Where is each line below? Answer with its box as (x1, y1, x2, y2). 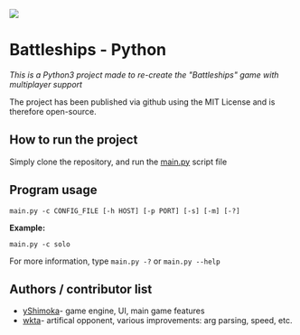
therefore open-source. (9, 106, 97, 116)
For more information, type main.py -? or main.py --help (9, 256, 220, 266)
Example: (9, 222, 46, 233)
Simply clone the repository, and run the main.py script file (9, 156, 228, 167)
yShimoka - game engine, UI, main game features (22, 305, 205, 316)
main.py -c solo (9, 239, 70, 248)
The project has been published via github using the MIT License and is (9, 96, 276, 107)
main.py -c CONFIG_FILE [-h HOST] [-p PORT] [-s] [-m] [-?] (9, 206, 241, 216)
